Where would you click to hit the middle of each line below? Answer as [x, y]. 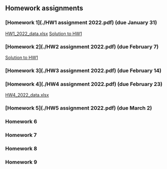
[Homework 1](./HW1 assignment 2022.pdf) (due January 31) [81, 23]
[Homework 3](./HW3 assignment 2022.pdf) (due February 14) [83, 70]
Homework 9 [21, 162]
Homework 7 [21, 135]
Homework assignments [44, 8]
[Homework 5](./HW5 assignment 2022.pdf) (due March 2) [78, 108]
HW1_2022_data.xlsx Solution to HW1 [44, 33]
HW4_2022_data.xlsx [27, 95]
